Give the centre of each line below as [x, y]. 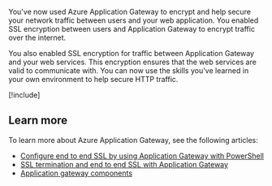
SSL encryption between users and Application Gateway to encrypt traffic [132, 29]
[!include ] [24, 95]
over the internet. [37, 37]
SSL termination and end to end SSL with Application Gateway [124, 164]
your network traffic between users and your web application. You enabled [134, 20]
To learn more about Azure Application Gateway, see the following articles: [133, 140]
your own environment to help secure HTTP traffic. [93, 79]
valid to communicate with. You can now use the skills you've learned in [129, 71]
